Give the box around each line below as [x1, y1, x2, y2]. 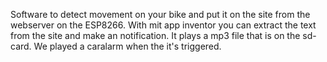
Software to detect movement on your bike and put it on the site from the [10, 9, 311, 20]
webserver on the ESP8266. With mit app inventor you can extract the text [10, 19, 317, 31]
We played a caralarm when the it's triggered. [33, 40, 222, 52]
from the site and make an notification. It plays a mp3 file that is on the [10, 30, 301, 41]
